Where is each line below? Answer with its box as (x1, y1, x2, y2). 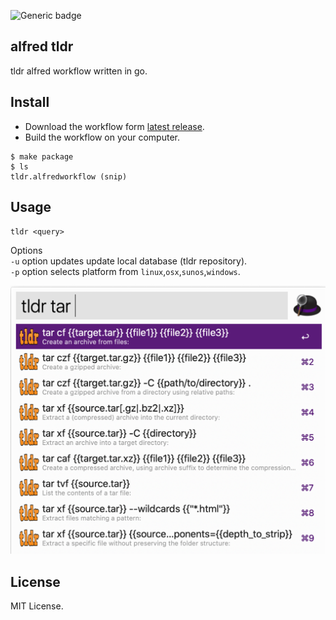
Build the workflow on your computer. (24, 131, 180, 143)
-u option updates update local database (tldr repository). (10, 255, 248, 267)
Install (10, 94, 50, 111)
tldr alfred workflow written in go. (10, 65, 148, 77)
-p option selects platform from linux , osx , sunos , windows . (10, 266, 241, 278)
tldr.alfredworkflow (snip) (10, 171, 128, 182)
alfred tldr (10, 38, 74, 55)
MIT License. (10, 600, 64, 612)
